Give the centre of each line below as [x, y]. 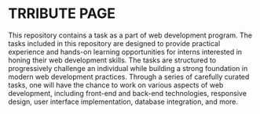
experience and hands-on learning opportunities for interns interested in [125, 52]
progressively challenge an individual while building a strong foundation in [128, 68]
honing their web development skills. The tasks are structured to [112, 60]
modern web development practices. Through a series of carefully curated [129, 77]
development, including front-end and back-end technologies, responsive [128, 93]
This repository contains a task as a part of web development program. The [130, 35]
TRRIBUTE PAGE [62, 14]
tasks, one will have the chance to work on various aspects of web [116, 85]
